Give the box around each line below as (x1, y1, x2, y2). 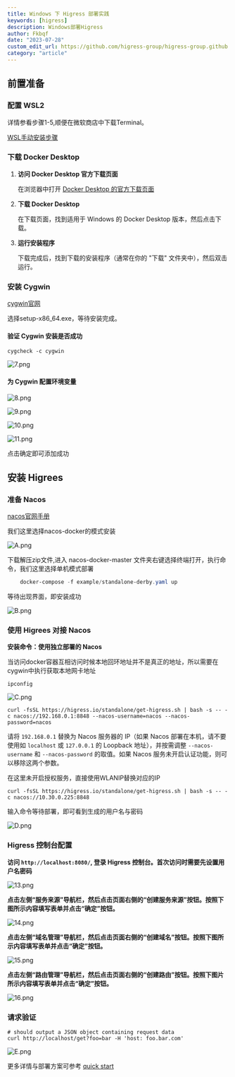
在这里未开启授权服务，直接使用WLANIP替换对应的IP (7, 774, 160, 783)
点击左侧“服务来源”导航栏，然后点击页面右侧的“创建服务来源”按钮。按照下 (7, 895, 224, 904)
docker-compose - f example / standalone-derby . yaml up (20, 578, 178, 586)
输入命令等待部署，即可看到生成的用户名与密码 (7, 807, 143, 816)
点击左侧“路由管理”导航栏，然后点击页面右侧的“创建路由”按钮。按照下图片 (7, 970, 224, 979)
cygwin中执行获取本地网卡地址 (7, 667, 96, 675)
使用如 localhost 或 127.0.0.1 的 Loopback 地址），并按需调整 (7, 741, 187, 749)
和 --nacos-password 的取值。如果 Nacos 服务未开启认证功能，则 (34, 750, 222, 758)
